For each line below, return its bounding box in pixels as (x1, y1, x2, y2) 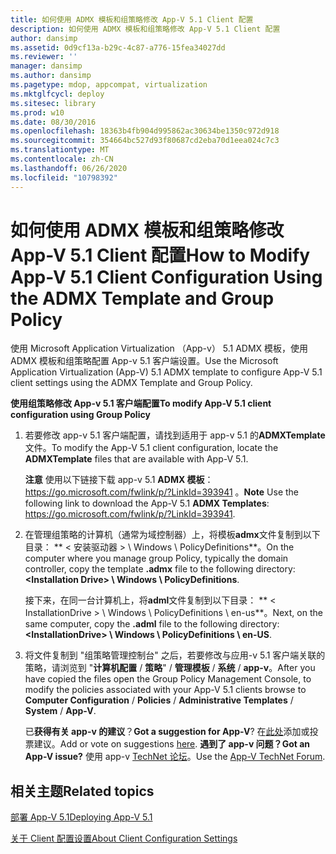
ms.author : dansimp (10, 71, 92, 81)
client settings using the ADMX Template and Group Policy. (10, 377, 253, 389)
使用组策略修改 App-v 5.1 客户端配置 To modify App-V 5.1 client (10, 397, 272, 410)
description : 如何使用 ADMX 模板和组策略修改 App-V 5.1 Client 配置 (10, 24, 281, 34)
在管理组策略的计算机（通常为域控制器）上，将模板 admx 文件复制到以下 (24, 529, 321, 541)
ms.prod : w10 (10, 107, 65, 118)
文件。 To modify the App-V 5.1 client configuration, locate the (24, 442, 279, 454)
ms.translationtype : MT (10, 145, 110, 155)
